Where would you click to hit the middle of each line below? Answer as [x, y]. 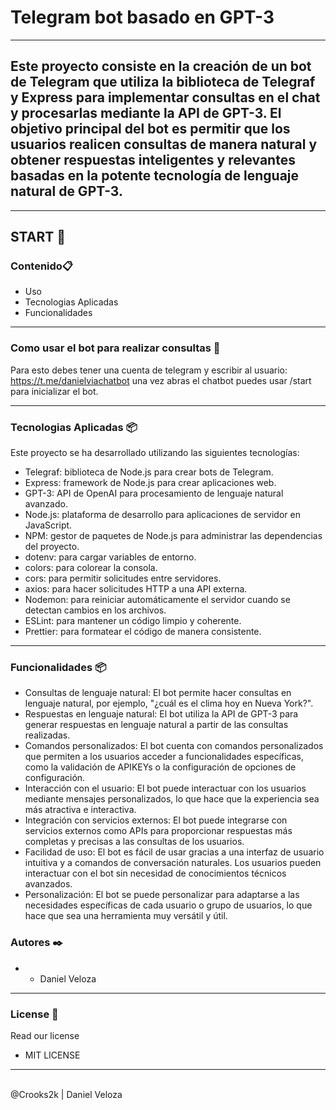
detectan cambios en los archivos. [95, 610]
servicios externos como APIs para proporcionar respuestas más [158, 831]
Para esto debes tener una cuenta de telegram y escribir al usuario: [149, 370]
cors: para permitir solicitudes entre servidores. [123, 578]
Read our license [45, 1035]
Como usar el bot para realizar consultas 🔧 [115, 348]
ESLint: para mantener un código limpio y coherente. [133, 621]
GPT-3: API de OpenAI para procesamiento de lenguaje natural [154, 493]
